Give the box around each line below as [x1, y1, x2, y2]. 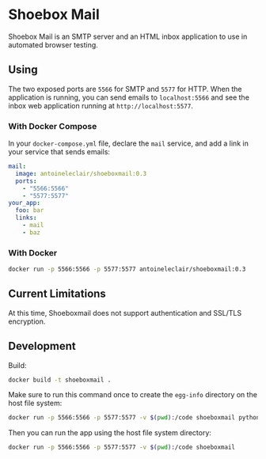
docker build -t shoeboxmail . [8, 376, 112, 384]
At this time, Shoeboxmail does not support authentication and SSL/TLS [8, 308, 242, 317]
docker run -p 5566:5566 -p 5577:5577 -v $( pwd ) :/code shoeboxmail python [8, 414, 260, 422]
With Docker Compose [8, 120, 97, 131]
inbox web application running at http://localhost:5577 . [8, 101, 194, 110]
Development [8, 340, 77, 353]
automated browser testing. [8, 40, 99, 49]
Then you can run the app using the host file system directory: [8, 428, 212, 438]
